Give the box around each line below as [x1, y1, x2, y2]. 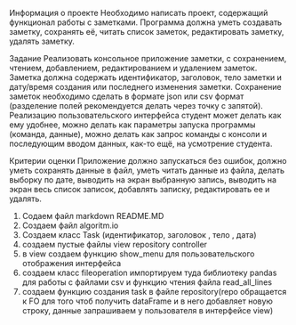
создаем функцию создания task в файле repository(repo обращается [21, 287, 287, 297]
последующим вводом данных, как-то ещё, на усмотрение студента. [9, 138, 273, 149]
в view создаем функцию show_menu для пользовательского [21, 248, 255, 259]
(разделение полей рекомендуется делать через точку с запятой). [9, 101, 264, 110]
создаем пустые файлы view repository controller [21, 240, 207, 249]
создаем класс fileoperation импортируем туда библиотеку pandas [21, 267, 277, 278]
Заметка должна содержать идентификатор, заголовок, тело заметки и [9, 72, 283, 83]
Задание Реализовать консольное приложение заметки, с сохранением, [9, 53, 287, 63]
